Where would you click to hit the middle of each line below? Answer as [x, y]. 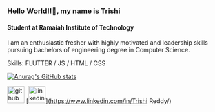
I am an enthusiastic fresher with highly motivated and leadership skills [108, 43]
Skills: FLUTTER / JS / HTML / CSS [57, 63]
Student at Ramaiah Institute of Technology [71, 27]
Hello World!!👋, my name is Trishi [64, 11]
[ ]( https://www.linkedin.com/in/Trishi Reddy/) [99, 101]
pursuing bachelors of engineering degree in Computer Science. [99, 50]
